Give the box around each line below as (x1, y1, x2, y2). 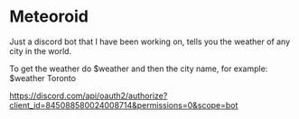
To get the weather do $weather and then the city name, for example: (9, 63, 268, 74)
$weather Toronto (9, 72, 77, 83)
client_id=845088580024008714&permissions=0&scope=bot (9, 99, 238, 110)
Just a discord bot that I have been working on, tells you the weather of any (9, 36, 291, 47)
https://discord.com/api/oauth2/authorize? (9, 90, 168, 101)
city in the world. (9, 45, 72, 56)
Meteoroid (9, 6, 89, 27)
